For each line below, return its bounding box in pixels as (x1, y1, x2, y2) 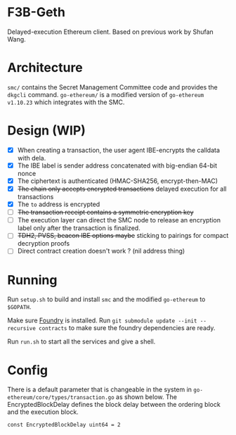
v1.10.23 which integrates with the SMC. (7, 98, 125, 106)
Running (7, 272, 58, 288)
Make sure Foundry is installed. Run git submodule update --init (7, 316, 197, 324)
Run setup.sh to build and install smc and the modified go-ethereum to (7, 295, 206, 303)
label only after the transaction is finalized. (17, 224, 140, 232)
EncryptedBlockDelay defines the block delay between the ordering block (7, 401, 221, 409)
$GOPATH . (7, 303, 32, 311)
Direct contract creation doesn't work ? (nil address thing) (17, 247, 185, 256)
